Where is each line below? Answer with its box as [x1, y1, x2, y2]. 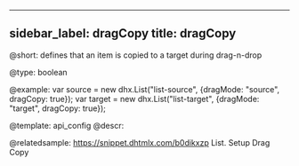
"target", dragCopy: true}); [9, 103, 107, 114]
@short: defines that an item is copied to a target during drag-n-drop [9, 50, 263, 60]
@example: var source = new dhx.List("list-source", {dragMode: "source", [9, 83, 280, 94]
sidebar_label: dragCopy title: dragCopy [9, 26, 237, 41]
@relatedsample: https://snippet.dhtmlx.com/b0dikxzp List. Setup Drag [9, 137, 271, 147]
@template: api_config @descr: [9, 120, 125, 130]
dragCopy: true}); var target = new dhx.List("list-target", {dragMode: [9, 93, 260, 104]
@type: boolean [9, 67, 69, 77]
